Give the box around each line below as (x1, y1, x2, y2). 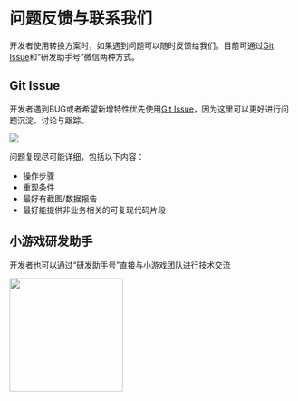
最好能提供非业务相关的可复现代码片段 (22, 204, 166, 215)
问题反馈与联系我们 (9, 8, 153, 29)
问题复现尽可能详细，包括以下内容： (9, 151, 145, 161)
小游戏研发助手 (9, 233, 93, 249)
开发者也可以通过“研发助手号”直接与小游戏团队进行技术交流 (9, 259, 231, 270)
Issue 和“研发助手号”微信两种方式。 (9, 51, 140, 62)
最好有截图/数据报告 (22, 192, 98, 204)
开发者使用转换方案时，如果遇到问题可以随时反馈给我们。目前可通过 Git (9, 40, 274, 51)
